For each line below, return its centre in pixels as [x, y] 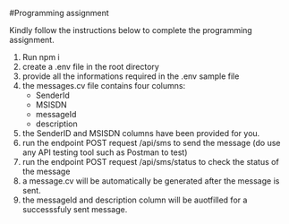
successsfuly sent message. [75, 209]
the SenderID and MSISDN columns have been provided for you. [141, 133]
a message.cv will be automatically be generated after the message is [151, 181]
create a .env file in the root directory [90, 67]
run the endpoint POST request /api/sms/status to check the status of [150, 162]
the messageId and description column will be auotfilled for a [135, 200]
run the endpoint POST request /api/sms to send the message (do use [151, 143]
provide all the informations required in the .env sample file [131, 76]
